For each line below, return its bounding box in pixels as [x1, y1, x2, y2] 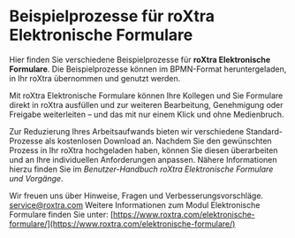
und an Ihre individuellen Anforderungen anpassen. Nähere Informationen [9, 154, 277, 165]
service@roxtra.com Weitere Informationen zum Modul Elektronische [9, 199, 261, 210]
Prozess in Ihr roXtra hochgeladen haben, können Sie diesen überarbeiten [9, 144, 278, 156]
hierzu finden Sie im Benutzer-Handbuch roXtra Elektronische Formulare [9, 164, 274, 174]
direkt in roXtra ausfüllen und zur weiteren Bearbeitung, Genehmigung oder [9, 99, 284, 110]
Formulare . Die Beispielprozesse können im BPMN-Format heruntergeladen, [9, 64, 287, 74]
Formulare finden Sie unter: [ [9, 209, 114, 219]
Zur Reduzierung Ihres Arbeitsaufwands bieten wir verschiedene [9, 126, 245, 136]
